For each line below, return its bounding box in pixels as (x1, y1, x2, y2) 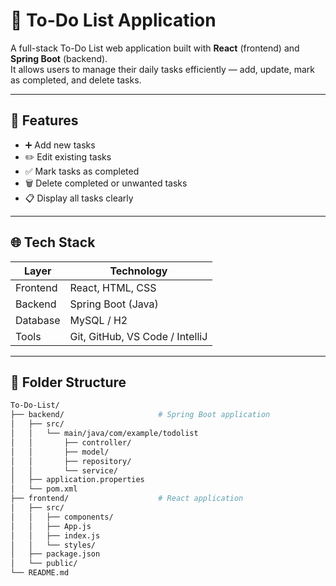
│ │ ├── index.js (10, 530, 101, 541)
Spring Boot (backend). (10, 52, 108, 64)
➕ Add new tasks (24, 139, 96, 151)
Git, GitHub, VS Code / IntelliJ (69, 329, 208, 343)
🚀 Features (10, 112, 79, 129)
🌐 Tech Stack (10, 234, 96, 251)
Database (15, 313, 61, 327)
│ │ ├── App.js (10, 521, 92, 531)
